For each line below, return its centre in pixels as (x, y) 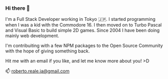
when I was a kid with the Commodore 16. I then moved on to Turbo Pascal (83, 25)
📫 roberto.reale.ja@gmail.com (37, 71)
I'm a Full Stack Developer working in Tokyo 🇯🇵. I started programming (80, 19)
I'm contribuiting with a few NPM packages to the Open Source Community (84, 46)
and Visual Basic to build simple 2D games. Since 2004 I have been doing (82, 31)
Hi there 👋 (18, 8)
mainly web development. (32, 36)
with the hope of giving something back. (48, 51)
